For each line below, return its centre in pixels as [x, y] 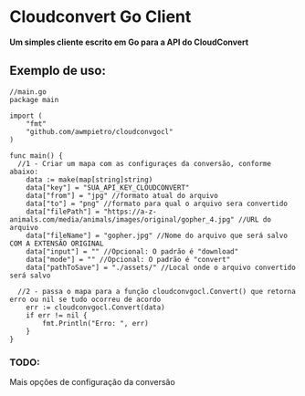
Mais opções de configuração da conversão [92, 382]
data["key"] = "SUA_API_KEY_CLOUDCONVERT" [108, 188]
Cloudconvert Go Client [100, 17]
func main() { [37, 156]
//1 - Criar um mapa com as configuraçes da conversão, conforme [145, 163]
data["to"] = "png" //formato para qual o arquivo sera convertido [157, 203]
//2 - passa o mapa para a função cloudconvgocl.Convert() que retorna [157, 291]
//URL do [255, 219]
